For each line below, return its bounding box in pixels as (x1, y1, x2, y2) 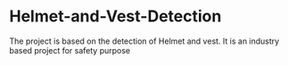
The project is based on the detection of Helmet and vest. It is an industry (9, 36, 280, 46)
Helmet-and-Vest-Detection (9, 6, 222, 27)
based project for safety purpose (9, 45, 131, 55)
